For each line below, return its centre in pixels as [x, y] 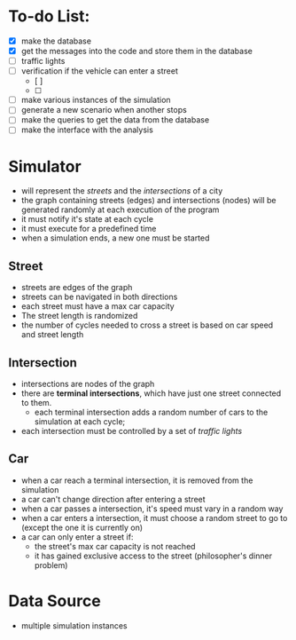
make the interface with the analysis [87, 130]
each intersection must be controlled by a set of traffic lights [132, 431]
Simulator [45, 166]
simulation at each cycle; [80, 422]
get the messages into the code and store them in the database [137, 51]
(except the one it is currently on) [82, 527]
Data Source [55, 601]
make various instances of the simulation [96, 100]
